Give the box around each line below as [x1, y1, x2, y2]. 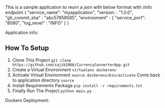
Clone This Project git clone [12, 57, 72, 63]
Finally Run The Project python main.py [12, 88, 92, 94]
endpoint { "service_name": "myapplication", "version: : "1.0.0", [5, 9, 133, 15]
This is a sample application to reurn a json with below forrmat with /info [5, 4, 152, 10]
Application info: [5, 30, 39, 35]
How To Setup [5, 44, 49, 53]
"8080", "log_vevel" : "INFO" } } [5, 20, 69, 26]
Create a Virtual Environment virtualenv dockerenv [12, 66, 117, 72]
